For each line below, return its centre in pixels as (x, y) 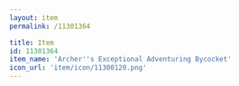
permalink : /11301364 (50, 26)
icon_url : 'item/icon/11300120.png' (78, 68)
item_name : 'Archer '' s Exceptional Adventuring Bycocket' (120, 60)
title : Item (32, 43)
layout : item (34, 18)
